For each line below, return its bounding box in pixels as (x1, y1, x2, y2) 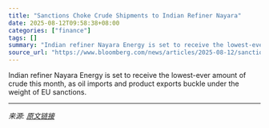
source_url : (8, 48, 48, 56)
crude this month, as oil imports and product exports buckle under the (8, 79, 240, 88)
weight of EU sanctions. (8, 87, 87, 96)
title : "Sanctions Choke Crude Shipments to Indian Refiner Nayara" (8, 11, 242, 20)
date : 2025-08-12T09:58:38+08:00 (8, 19, 120, 27)
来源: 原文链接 (8, 111, 54, 120)
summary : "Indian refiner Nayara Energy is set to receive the (8, 41, 224, 49)
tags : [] (8, 33, 38, 42)
